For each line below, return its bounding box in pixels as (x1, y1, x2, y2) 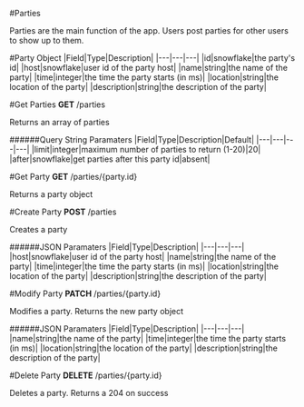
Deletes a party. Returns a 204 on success (9, 388, 169, 398)
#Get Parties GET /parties (9, 99, 106, 110)
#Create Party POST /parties (9, 206, 117, 217)
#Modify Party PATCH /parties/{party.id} (9, 288, 162, 299)
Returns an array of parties (9, 117, 111, 127)
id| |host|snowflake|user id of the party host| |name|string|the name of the (9, 63, 289, 73)
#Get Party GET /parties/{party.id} (9, 172, 138, 182)
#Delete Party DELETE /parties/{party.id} (9, 370, 162, 381)
